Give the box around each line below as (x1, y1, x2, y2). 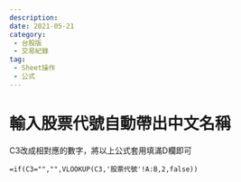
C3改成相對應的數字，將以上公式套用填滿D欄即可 (9, 145, 192, 156)
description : (9, 13, 59, 23)
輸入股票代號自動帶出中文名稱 (9, 114, 232, 133)
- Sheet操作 (13, 64, 56, 73)
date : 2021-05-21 (9, 22, 75, 31)
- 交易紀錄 (13, 47, 50, 56)
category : (9, 30, 47, 39)
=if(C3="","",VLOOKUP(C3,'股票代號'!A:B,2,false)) (9, 164, 199, 174)
